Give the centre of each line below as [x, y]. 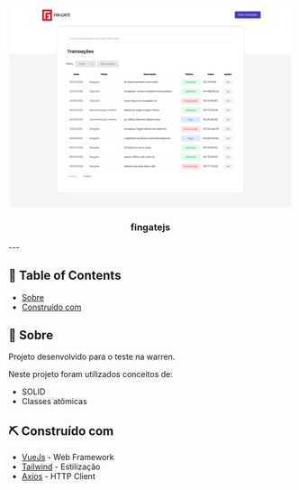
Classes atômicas [54, 402]
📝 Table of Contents [65, 276]
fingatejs [150, 227]
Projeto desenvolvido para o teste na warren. [92, 357]
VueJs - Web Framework [68, 458]
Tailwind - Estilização [61, 467]
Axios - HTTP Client [58, 476]
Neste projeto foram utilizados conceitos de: [91, 374]
